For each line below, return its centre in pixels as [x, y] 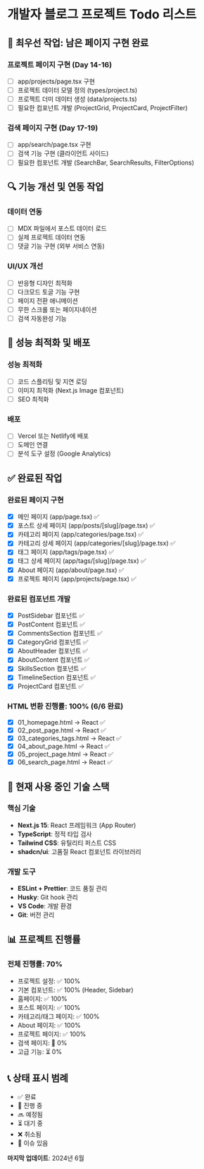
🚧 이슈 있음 [33, 1143]
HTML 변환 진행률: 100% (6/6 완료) [65, 706]
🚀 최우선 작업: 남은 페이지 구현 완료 [78, 43]
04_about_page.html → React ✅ [64, 746]
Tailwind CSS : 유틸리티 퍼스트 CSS [67, 843]
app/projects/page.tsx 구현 [56, 81]
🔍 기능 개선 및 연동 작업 [56, 187]
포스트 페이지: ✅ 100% [49, 1007]
